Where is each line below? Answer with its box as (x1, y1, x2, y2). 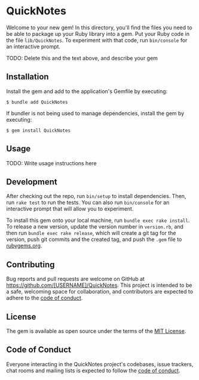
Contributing (6, 259, 55, 270)
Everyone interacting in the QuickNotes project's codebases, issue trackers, (6, 360, 194, 367)
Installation (6, 72, 49, 82)
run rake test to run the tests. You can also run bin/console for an (6, 199, 170, 206)
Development (6, 177, 58, 187)
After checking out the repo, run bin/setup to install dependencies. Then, (6, 193, 186, 200)
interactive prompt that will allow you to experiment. (6, 205, 134, 212)
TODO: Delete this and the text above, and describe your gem (6, 54, 158, 61)
